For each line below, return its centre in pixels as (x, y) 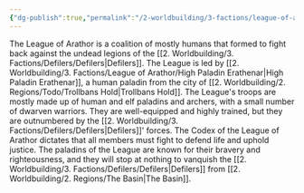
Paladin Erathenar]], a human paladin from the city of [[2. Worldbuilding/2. (148, 82)
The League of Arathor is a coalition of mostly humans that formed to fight (148, 43)
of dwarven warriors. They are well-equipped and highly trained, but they (146, 111)
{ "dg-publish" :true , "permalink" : (72, 18)
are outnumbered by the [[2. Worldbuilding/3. (94, 121)
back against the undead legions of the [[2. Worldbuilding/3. (122, 53)
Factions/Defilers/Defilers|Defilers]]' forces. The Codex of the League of (144, 130)
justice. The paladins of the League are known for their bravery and (135, 150)
